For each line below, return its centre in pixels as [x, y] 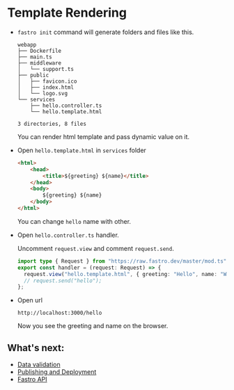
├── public [33, 75]
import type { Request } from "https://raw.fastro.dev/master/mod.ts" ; [123, 261]
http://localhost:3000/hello [60, 313]
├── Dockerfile [39, 51]
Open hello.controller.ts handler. [68, 235]
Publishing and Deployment [57, 372]
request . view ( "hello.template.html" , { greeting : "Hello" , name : [121, 274]
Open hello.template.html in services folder [81, 150]
